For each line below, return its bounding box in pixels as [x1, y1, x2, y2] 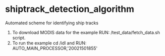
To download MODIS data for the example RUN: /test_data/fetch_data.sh [12, 29, 160, 35]
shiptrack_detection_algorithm [5, 3, 135, 15]
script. [12, 35, 26, 41]
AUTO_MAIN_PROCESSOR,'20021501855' [12, 45, 98, 51]
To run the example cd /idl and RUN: [12, 40, 87, 46]
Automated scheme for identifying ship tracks [5, 20, 99, 26]
